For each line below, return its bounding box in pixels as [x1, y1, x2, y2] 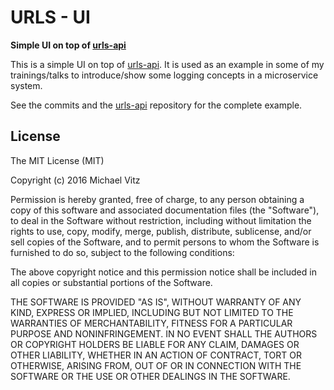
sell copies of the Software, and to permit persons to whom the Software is [10, 236, 320, 248]
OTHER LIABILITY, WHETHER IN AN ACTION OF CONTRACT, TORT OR [10, 349, 302, 361]
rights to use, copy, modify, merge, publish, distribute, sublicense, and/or [10, 225, 312, 237]
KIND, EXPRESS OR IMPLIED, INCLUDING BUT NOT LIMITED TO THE [10, 306, 294, 318]
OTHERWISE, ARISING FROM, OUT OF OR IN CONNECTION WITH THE [10, 359, 302, 371]
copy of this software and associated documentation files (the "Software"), [10, 204, 320, 216]
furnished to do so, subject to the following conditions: [10, 246, 235, 258]
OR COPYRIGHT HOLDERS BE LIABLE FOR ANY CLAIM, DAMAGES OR [10, 338, 300, 350]
